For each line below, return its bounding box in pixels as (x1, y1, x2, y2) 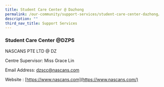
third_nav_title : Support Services (5, 21, 78, 26)
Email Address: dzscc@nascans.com (5, 67, 80, 73)
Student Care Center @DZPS (5, 37, 75, 44)
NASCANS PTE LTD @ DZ (5, 48, 57, 54)
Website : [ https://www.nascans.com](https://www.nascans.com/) (5, 76, 139, 82)
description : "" (5, 16, 38, 21)
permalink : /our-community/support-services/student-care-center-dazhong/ (5, 12, 161, 17)
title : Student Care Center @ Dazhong (5, 7, 84, 12)
